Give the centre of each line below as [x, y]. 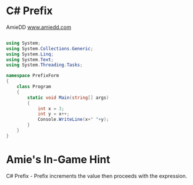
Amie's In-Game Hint [58, 160]
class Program [34, 87]
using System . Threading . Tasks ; [44, 65]
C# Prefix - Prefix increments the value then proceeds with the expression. [96, 176]
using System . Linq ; [30, 54]
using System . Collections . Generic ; [50, 48]
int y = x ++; [53, 114]
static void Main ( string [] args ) [68, 98]
